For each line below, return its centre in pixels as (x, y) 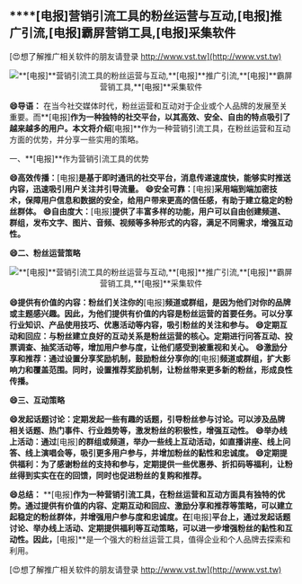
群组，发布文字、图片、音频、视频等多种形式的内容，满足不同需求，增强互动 (151, 222)
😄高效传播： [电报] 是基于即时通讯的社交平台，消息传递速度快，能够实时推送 (150, 177)
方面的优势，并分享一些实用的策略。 (76, 139)
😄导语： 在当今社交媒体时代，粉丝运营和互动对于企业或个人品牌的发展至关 (148, 105)
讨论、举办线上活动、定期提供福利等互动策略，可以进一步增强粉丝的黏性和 (147, 527)
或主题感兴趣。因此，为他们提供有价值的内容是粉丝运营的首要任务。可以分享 (151, 314)
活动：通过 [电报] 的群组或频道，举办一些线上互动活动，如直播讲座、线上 (150, 441)
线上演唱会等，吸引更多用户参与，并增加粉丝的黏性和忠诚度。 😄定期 (152, 453)
